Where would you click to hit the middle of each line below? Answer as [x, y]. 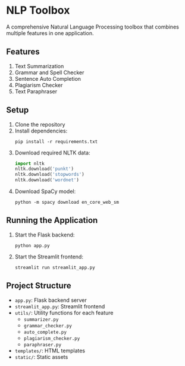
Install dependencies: [41, 131]
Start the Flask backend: [45, 235]
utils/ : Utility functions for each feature [64, 313]
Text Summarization [39, 66]
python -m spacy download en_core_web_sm [67, 203]
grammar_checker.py [48, 326]
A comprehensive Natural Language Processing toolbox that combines [93, 27]
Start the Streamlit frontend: [49, 257]
